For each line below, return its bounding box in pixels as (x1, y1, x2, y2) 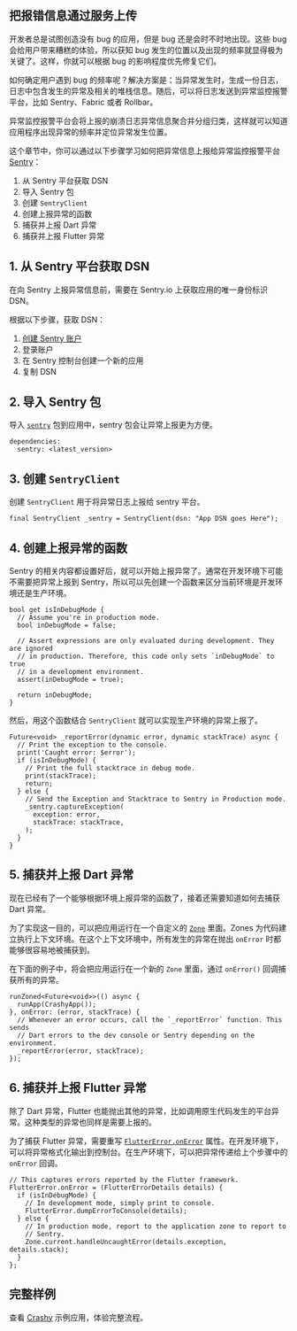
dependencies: (9, 437, 62, 446)
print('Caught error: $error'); (17, 748, 137, 757)
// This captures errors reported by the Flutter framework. (9, 1175, 240, 1184)
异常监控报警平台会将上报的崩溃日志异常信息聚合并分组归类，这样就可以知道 (9, 115, 288, 126)
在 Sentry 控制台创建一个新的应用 (21, 355, 144, 366)
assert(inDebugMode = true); (17, 676, 125, 685)
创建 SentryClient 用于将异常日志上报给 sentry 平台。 (9, 497, 205, 507)
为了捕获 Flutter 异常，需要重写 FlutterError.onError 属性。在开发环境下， (9, 1135, 284, 1146)
